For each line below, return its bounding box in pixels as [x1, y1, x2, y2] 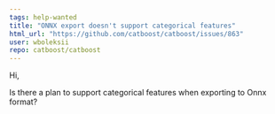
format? [9, 96, 38, 107]
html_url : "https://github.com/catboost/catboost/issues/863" [9, 29, 244, 38]
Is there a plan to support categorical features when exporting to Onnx [9, 87, 267, 98]
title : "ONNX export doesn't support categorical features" [9, 21, 237, 30]
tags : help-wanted [9, 12, 77, 22]
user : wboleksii [9, 37, 69, 47]
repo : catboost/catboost [9, 46, 101, 55]
